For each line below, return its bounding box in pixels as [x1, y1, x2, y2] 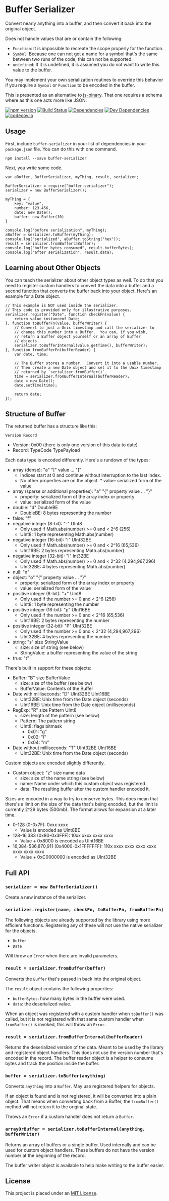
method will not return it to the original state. [5, 1104, 97, 1110]
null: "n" [12, 569, 30, 575]
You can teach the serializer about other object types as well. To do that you [5, 277, 163, 283]
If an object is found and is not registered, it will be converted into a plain [5, 1093, 157, 1099]
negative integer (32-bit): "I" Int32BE [12, 553, 89, 559]
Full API [5, 869, 30, 877]
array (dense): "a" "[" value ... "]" [12, 467, 82, 473]
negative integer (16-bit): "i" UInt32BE [12, 537, 92, 543]
